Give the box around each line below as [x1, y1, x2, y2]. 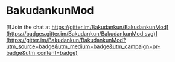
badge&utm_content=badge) [6, 49, 78, 56]
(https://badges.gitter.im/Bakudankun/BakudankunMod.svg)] [6, 29, 158, 37]
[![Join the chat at [6, 23, 51, 31]
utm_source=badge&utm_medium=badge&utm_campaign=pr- [6, 43, 161, 50]
